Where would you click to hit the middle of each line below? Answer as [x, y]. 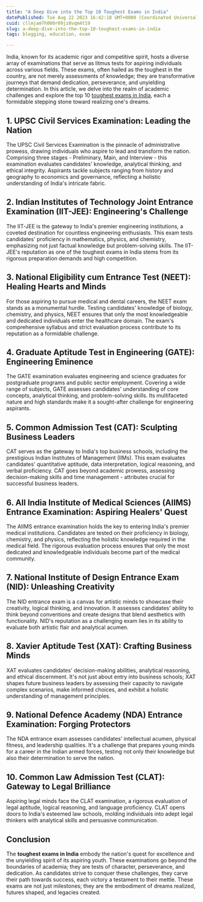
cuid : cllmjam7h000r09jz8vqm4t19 [48, 23]
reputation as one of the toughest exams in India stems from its [100, 252]
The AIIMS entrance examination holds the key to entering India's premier [98, 527]
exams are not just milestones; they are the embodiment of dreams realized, [101, 886]
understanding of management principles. [58, 696]
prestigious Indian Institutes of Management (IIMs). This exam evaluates [96, 458]
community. [21, 559]
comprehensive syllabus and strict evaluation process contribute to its [94, 327]
